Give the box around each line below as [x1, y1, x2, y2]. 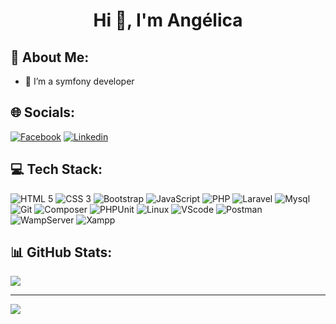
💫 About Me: [10, 49, 90, 66]
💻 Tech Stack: [10, 161, 103, 178]
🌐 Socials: [10, 104, 76, 121]
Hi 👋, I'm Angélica [93, 9, 243, 32]
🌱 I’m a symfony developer [24, 75, 135, 87]
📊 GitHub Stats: [10, 244, 113, 261]
